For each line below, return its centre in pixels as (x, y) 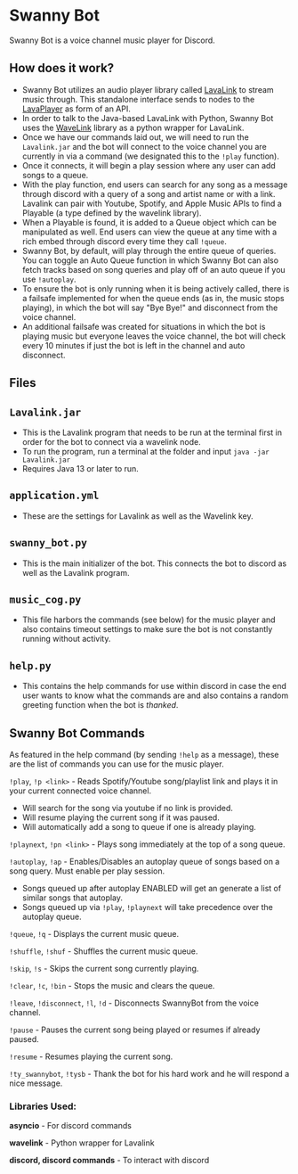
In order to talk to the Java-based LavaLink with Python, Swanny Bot (148, 118)
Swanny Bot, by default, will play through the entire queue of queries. (149, 250)
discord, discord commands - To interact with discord (109, 1161)
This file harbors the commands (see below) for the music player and (149, 620)
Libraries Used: (43, 1106)
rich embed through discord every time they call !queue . (124, 241)
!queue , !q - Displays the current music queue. (94, 934)
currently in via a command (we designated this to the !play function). (151, 156)
